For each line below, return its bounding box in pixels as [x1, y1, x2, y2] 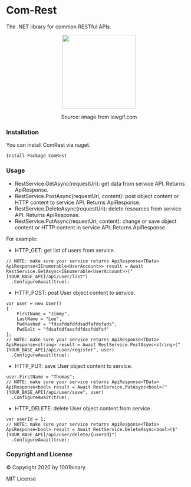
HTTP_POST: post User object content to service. [14, 289, 136, 296]
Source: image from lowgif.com [61, 113, 137, 120]
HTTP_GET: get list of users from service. [14, 246, 116, 254]
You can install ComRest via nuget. [6, 142, 91, 149]
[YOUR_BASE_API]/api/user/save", [6, 389, 88, 395]
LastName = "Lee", [17, 316, 62, 322]
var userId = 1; [6, 416, 46, 422]
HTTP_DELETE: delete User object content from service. [14, 404, 152, 412]
